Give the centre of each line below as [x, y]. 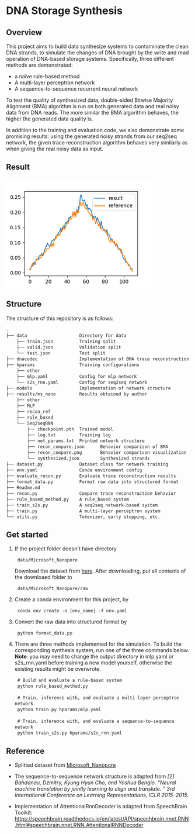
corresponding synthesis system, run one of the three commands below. [102, 650]
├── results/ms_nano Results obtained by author [77, 394]
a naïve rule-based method [47, 76]
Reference [25, 751]
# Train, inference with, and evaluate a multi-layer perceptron [98, 698]
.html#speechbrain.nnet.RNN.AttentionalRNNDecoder [79, 825]
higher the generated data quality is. [50, 119]
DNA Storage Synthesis [64, 11]
